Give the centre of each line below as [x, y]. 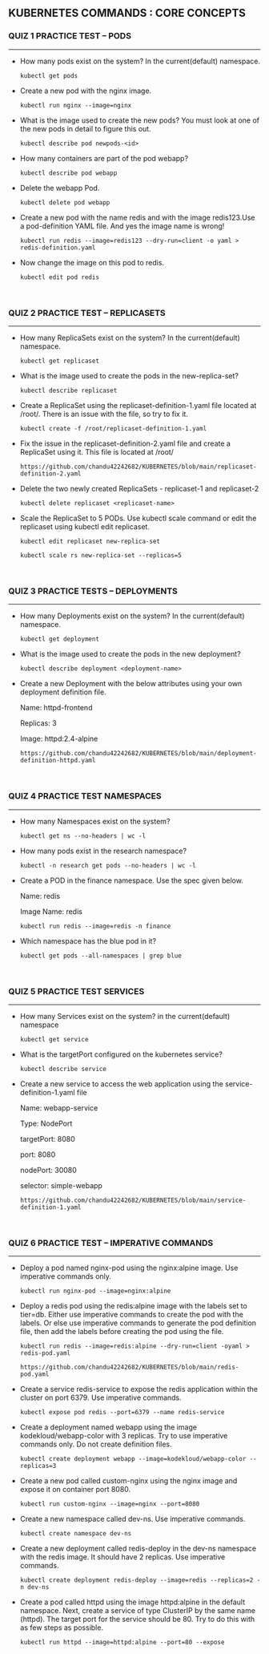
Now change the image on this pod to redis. [92, 262]
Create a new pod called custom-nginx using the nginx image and [128, 1481]
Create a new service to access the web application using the [122, 1084]
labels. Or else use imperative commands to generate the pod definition [138, 1323]
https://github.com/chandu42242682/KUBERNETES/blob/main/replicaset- [139, 467]
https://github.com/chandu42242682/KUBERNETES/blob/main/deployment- [139, 754]
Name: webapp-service [59, 1108]
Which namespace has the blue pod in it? [88, 940]
